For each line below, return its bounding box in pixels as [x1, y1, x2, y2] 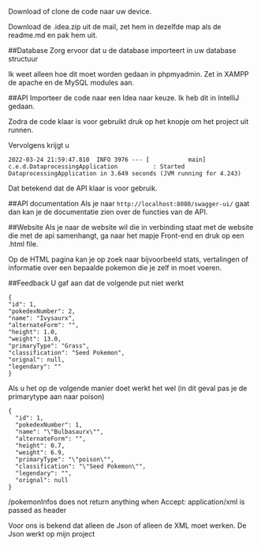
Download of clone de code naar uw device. [8, 7, 152, 16]
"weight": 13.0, [8, 335, 62, 343]
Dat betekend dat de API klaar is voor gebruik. [8, 183, 158, 193]
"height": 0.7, [15, 442, 65, 450]
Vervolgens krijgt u [8, 141, 69, 149]
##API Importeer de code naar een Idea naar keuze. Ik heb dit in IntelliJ [8, 93, 240, 102]
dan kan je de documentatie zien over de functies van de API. [8, 207, 208, 217]
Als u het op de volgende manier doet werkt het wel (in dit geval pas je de [8, 383, 248, 393]
